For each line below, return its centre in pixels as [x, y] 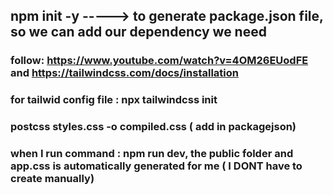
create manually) [52, 179]
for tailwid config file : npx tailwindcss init [114, 100]
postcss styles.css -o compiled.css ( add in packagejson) [153, 127]
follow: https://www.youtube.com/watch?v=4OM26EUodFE [159, 61]
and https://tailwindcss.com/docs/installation [124, 73]
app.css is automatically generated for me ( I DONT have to [156, 166]
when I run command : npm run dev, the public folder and [152, 154]
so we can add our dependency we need [138, 32]
